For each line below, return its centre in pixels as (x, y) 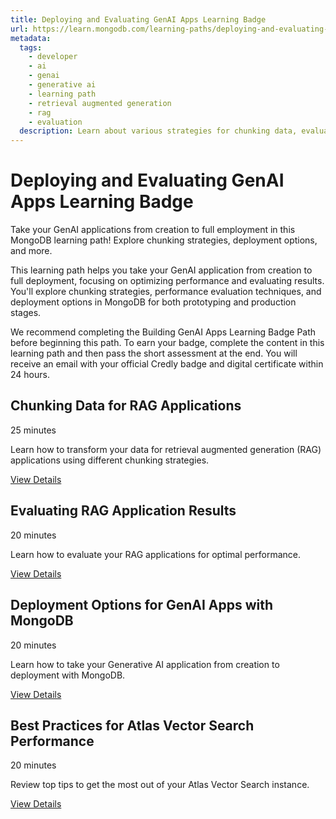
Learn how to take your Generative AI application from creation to (145, 664)
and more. (31, 251)
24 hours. (30, 375)
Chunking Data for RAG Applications (126, 406)
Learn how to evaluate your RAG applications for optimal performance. (156, 554)
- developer (53, 57)
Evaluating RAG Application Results (123, 511)
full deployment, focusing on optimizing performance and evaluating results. (167, 281)
